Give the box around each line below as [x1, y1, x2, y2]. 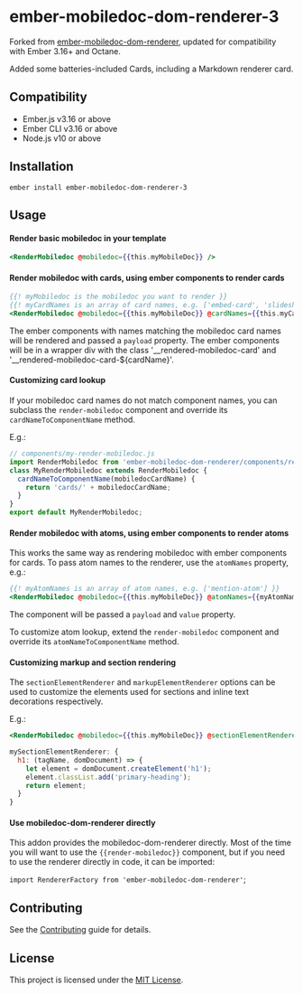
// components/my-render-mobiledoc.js [9, 449, 155, 458]
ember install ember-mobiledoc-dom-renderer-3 [9, 183, 188, 192]
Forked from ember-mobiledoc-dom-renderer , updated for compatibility [9, 36, 277, 47]
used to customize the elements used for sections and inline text [9, 687, 250, 698]
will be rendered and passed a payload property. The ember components [9, 334, 280, 345]
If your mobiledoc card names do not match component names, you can [9, 395, 278, 406]
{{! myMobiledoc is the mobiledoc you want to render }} [9, 292, 228, 302]
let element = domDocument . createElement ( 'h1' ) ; [25, 764, 212, 774]
